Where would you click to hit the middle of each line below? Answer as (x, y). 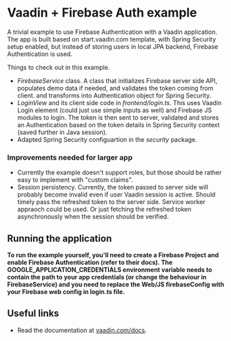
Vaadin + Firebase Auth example (102, 13)
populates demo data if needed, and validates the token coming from (115, 88)
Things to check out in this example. (59, 67)
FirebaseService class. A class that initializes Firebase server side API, (117, 80)
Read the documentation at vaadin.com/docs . (82, 330)
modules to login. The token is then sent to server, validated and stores (118, 117)
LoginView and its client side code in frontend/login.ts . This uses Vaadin (119, 102)
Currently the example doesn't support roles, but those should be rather (119, 173)
